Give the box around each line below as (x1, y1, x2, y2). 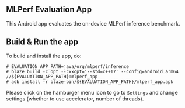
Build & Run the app (6, 37, 79, 47)
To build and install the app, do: (6, 52, 82, 59)
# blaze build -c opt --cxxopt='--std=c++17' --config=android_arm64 (6, 69, 179, 74)
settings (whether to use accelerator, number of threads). (6, 95, 144, 102)
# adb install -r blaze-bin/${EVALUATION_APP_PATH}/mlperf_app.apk (6, 78, 174, 85)
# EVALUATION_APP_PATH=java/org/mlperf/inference (6, 63, 130, 69)
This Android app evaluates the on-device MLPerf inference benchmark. (6, 20, 180, 27)
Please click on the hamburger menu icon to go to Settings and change (6, 89, 178, 96)
